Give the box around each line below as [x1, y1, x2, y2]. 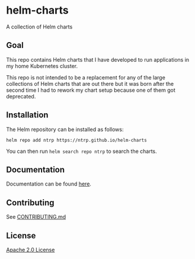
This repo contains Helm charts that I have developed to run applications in [6, 56, 190, 63]
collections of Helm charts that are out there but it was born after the [6, 80, 174, 87]
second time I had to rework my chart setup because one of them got [6, 87, 176, 94]
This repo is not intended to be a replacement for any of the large [6, 73, 166, 81]
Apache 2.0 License [6, 247, 55, 253]
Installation [6, 110, 49, 120]
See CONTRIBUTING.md [6, 213, 66, 220]
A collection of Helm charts [6, 23, 73, 30]
